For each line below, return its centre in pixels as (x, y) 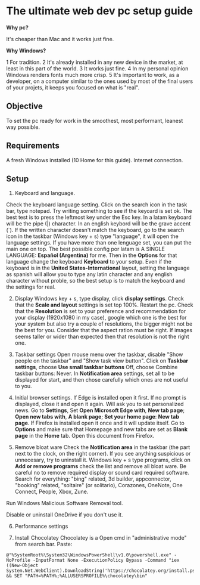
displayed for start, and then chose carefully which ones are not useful (101, 380)
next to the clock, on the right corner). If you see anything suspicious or (103, 454)
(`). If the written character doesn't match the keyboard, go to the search (95, 230)
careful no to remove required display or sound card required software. (102, 473)
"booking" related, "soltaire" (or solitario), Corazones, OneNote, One (99, 485)
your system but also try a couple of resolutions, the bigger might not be (104, 324)
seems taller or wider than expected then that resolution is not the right (102, 337)
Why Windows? (26, 50)
